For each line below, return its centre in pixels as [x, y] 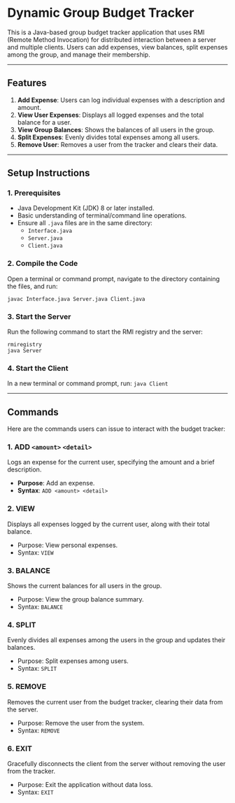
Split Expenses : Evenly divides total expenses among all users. [108, 137]
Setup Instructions [49, 173]
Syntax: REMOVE [38, 730]
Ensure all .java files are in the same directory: [85, 223]
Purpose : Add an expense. [56, 483]
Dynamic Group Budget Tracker [101, 13]
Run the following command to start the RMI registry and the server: [105, 332]
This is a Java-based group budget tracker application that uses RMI [106, 32]
